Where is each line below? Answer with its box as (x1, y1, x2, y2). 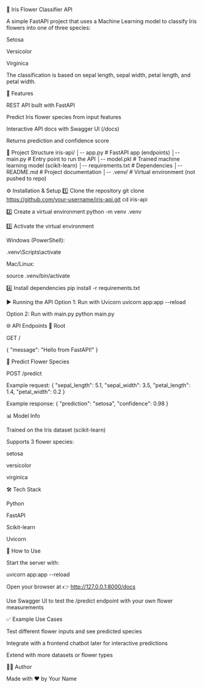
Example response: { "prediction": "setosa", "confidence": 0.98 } (6, 400, 169, 407)
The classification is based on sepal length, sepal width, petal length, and (6, 71, 191, 79)
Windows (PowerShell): (6, 237, 65, 244)
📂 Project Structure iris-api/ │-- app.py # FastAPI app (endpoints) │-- (6, 149, 180, 156)
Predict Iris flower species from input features (6, 114, 122, 120)
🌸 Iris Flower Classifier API (6, 6, 73, 13)
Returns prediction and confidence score (6, 137, 110, 144)
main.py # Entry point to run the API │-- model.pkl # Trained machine (6, 156, 180, 162)
